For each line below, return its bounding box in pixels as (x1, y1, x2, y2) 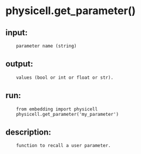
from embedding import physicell (16, 106, 98, 112)
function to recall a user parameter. (16, 143, 111, 149)
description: (5, 128, 51, 138)
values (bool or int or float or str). (16, 75, 114, 81)
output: (5, 59, 33, 69)
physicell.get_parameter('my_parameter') (16, 111, 119, 117)
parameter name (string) (16, 43, 77, 49)
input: (5, 28, 28, 38)
